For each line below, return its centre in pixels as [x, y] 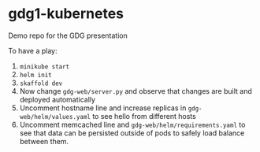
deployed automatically [58, 99]
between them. [44, 141]
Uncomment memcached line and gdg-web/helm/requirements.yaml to [132, 124]
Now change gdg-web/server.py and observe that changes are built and [136, 91]
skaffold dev [41, 83]
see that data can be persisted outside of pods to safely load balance [132, 133]
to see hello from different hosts [144, 116]
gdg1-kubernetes [66, 14]
